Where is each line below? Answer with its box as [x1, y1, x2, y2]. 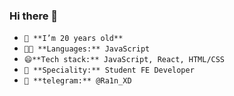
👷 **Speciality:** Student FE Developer [23, 65, 195, 76]
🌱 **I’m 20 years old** [23, 34, 124, 44]
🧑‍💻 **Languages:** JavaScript [23, 44, 151, 54]
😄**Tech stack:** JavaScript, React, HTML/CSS [23, 55, 226, 65]
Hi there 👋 [9, 9, 59, 23]
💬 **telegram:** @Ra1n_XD [23, 76, 132, 86]
